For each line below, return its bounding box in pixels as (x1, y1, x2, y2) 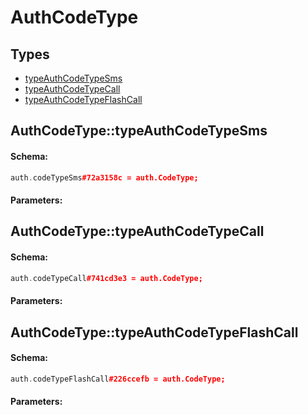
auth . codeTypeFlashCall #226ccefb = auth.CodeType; (10, 374, 226, 384)
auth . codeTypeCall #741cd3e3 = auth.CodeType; (10, 273, 203, 283)
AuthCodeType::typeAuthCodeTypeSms (10, 122, 268, 140)
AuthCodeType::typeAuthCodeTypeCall (10, 223, 265, 240)
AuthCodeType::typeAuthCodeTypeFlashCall (10, 324, 299, 341)
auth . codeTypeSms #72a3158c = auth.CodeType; (10, 172, 199, 183)
